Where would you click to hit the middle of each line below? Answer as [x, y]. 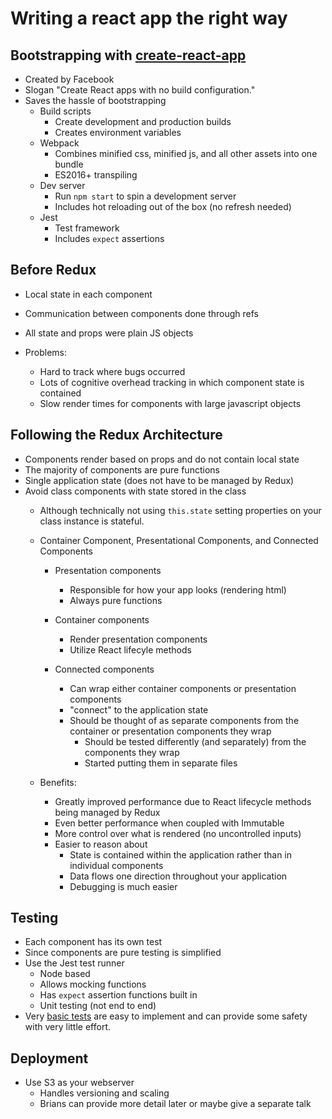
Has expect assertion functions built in [118, 995]
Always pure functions [116, 600]
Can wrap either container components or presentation [183, 688]
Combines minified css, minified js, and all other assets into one [186, 153]
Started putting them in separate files [161, 763]
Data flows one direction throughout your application [178, 876]
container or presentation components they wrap [170, 731]
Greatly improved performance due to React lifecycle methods [183, 801]
